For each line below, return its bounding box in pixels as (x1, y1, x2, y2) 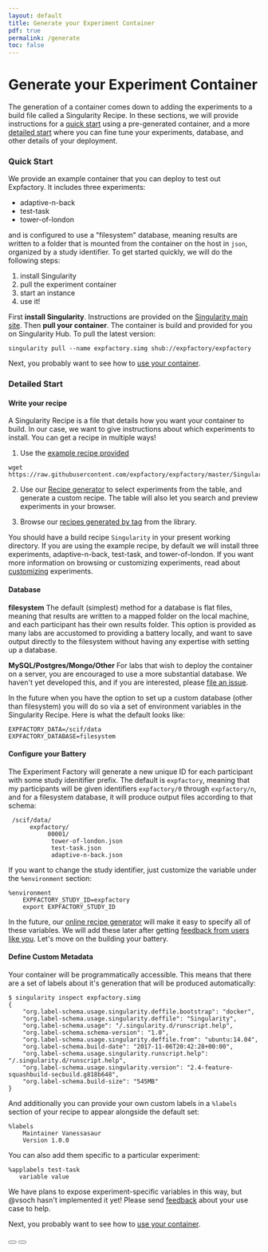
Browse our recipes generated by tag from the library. (19, 517, 197, 527)
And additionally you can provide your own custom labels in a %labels (8, 1099, 238, 1108)
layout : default (8, 11, 62, 20)
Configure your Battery (8, 749, 87, 759)
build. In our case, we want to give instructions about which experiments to (8, 425, 255, 434)
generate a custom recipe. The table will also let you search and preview (19, 493, 258, 503)
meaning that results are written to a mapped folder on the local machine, (8, 611, 250, 621)
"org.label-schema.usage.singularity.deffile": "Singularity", (22, 1015, 238, 1023)
